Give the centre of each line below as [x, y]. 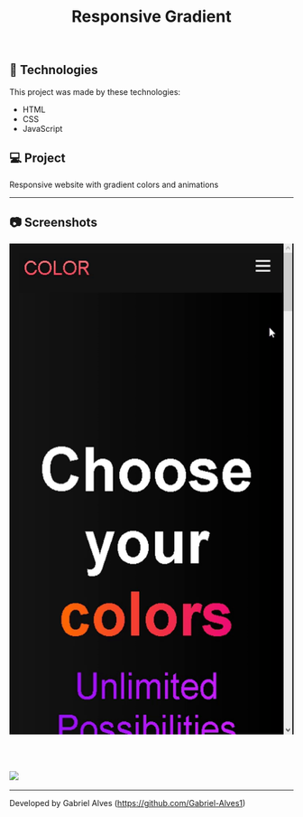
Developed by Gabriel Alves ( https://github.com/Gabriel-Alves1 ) [128, 803]
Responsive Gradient [151, 17]
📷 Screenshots [53, 222]
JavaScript [42, 128]
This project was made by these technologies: [95, 91]
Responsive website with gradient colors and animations [114, 184]
